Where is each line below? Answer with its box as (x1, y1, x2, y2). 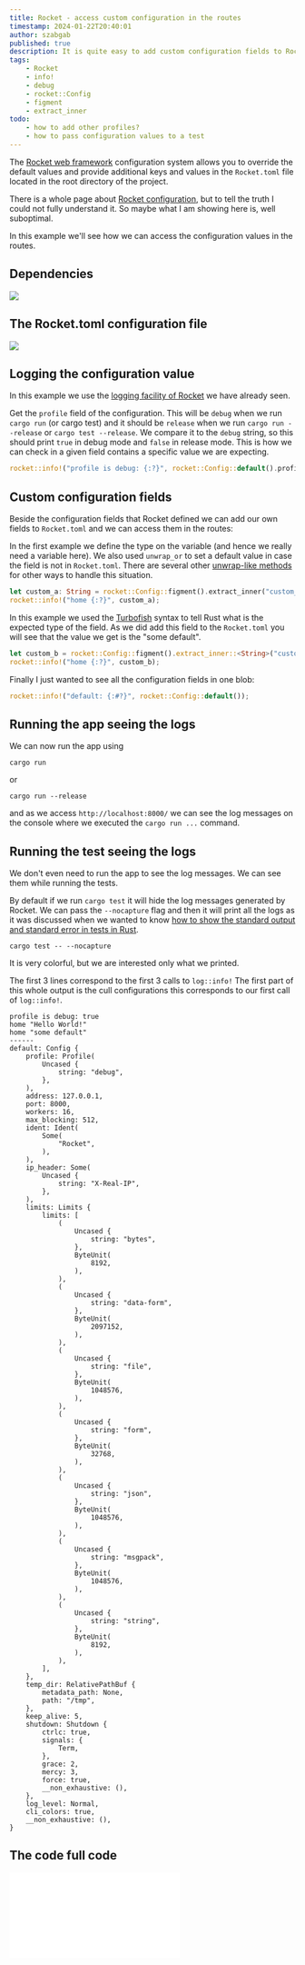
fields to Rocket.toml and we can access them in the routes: (9, 524, 233, 534)
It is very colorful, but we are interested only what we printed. (9, 958, 240, 968)
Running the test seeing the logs (9, 843, 197, 859)
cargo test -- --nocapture (9, 942, 112, 951)
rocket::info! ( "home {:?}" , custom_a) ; (9, 595, 161, 604)
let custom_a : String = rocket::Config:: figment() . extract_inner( (9, 587, 266, 596)
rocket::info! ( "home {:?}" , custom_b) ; (9, 657, 161, 666)
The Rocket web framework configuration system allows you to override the (9, 156, 293, 167)
